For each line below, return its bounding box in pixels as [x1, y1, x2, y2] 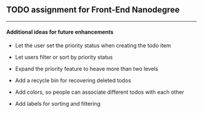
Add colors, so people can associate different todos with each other [14, 88, 184, 96]
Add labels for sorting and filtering [14, 100, 101, 108]
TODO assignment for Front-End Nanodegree [6, 5, 180, 15]
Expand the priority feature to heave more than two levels [14, 66, 158, 73]
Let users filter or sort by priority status [14, 53, 113, 61]
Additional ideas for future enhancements [6, 28, 114, 35]
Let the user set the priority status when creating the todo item [14, 42, 171, 49]
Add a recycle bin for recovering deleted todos [14, 77, 132, 84]
